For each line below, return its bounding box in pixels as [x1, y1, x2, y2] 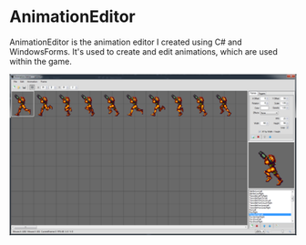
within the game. [9, 56, 73, 66]
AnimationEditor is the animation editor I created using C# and [9, 36, 243, 47]
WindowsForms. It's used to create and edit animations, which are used [9, 46, 278, 56]
